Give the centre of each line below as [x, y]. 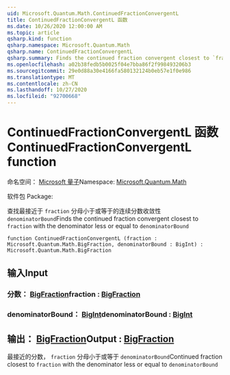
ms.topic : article [33, 33]
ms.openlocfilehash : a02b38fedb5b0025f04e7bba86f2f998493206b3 [99, 64]
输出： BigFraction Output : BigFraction [91, 339]
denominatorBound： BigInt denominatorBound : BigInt [100, 315]
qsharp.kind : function [39, 39]
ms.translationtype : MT [41, 77]
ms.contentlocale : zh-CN [42, 84]
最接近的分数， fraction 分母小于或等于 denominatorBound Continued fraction [115, 356]
